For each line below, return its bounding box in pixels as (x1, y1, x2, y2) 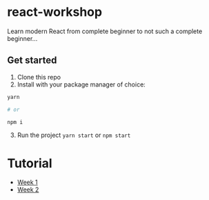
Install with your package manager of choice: (17, 80, 146, 89)
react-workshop (7, 4, 102, 20)
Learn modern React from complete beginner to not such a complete (7, 27, 203, 35)
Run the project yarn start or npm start (17, 131, 131, 139)
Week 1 (17, 178, 38, 187)
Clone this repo (17, 73, 61, 81)
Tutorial (7, 155, 53, 171)
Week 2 (17, 185, 39, 194)
